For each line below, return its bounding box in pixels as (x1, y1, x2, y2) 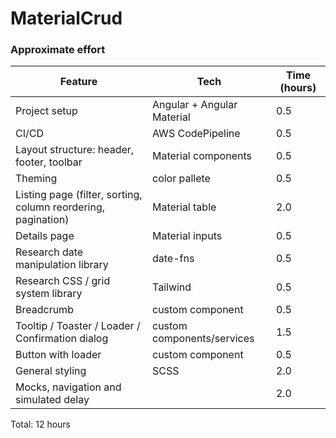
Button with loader (15, 348, 102, 362)
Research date (15, 245, 84, 259)
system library (15, 287, 83, 301)
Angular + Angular (151, 98, 238, 112)
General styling (15, 364, 87, 378)
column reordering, (15, 200, 106, 214)
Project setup (15, 104, 78, 118)
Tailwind (151, 280, 192, 294)
